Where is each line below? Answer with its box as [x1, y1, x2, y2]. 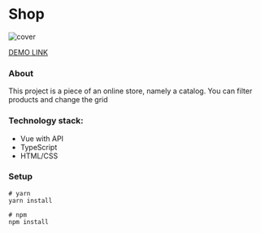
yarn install [8, 196, 53, 205]
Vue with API [20, 133, 63, 143]
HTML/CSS [20, 151, 59, 161]
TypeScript [20, 142, 58, 152]
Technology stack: [8, 115, 84, 127]
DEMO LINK [8, 47, 49, 57]
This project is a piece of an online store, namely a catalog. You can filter [8, 86, 253, 96]
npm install [8, 218, 49, 226]
